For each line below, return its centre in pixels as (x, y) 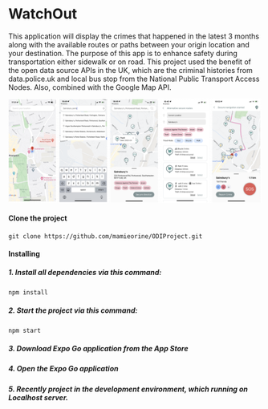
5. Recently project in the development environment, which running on (128, 389)
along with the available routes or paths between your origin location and (129, 44)
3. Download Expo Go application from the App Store (98, 348)
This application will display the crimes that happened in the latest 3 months (134, 36)
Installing (24, 254)
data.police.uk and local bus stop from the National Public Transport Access (134, 79)
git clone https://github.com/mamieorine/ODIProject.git (106, 236)
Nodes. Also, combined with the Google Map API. (90, 87)
